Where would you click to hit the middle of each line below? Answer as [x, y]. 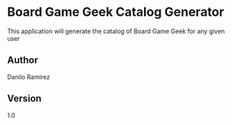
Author [23, 60]
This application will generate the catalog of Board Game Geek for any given [116, 31]
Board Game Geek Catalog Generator [116, 12]
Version [24, 98]
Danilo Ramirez [29, 77]
